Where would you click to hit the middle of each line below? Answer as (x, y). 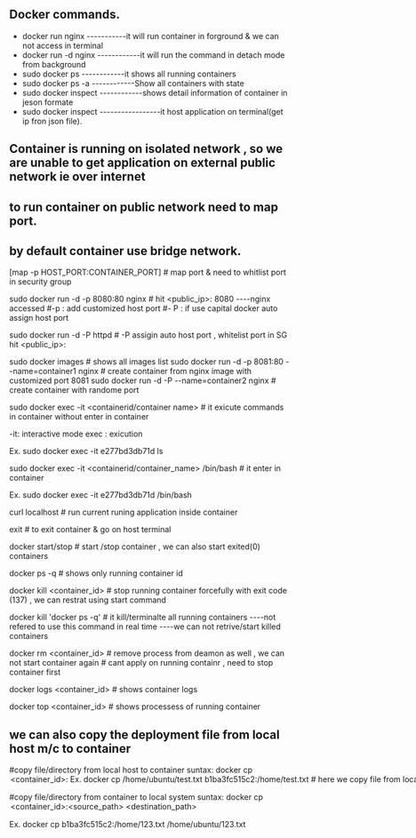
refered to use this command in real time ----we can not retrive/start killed (145, 627)
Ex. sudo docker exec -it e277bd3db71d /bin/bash (101, 495)
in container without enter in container (79, 417)
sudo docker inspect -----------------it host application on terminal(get (152, 111)
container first (35, 672)
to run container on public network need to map (144, 207)
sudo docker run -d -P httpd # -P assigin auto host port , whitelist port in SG (148, 335)
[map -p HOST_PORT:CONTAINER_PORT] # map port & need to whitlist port (148, 272)
